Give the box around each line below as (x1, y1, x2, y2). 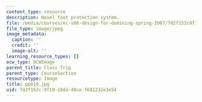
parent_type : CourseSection (6, 70, 77, 76)
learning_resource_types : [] (6, 53, 79, 59)
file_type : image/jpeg (6, 25, 63, 32)
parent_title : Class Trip (6, 64, 71, 71)
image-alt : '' (11, 48, 47, 54)
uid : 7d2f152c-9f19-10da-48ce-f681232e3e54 (6, 87, 117, 93)
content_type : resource (6, 8, 66, 15)
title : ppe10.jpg (6, 82, 50, 88)
